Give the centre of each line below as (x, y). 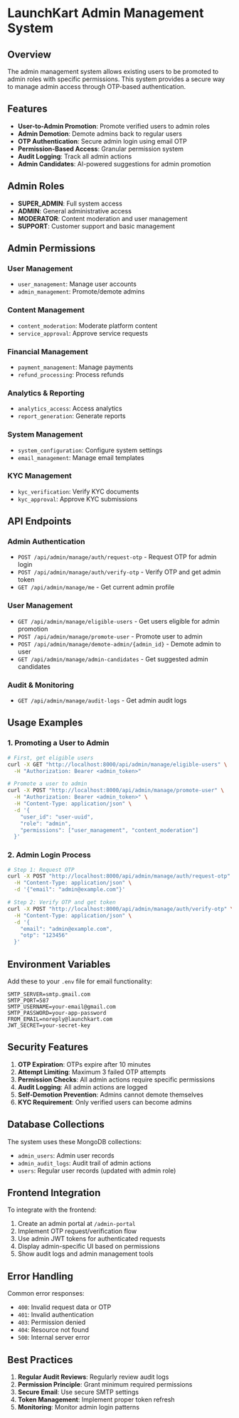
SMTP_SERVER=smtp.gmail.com (49, 994)
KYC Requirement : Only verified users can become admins (105, 1102)
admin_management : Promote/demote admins (81, 292)
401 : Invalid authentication (56, 1315)
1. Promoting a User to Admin (58, 743)
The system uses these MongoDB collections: (75, 1141)
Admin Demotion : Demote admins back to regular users (100, 134)
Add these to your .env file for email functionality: (80, 981)
